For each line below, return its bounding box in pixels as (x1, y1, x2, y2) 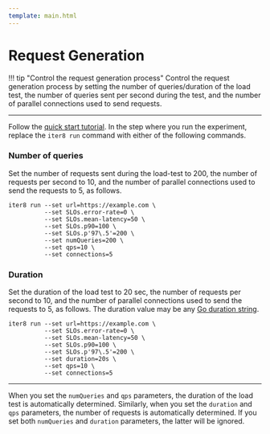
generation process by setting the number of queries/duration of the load (8, 81, 251, 91)
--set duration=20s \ (43, 355, 117, 363)
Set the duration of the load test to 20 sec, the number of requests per (8, 287, 241, 297)
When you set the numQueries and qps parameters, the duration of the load (8, 391, 254, 400)
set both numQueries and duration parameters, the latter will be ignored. (8, 416, 245, 426)
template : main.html (8, 11, 78, 20)
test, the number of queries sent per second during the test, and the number (8, 90, 261, 100)
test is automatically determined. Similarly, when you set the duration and (8, 399, 253, 409)
